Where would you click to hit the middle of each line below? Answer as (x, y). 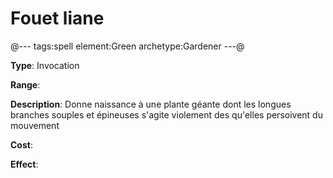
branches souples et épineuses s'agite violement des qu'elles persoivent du (166, 114)
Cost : (21, 144)
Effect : (24, 164)
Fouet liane (57, 18)
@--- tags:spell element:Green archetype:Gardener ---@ (127, 46)
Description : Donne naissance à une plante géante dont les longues (151, 104)
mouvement (35, 125)
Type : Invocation (45, 65)
